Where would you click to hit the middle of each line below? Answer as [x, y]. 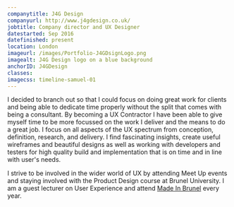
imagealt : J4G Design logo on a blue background [80, 60]
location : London [33, 47]
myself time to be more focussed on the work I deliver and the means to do [116, 122]
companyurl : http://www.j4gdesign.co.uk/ [69, 20]
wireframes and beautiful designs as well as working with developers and [114, 145]
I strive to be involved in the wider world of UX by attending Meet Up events [117, 173]
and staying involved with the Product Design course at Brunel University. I [116, 181]
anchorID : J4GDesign [38, 66]
